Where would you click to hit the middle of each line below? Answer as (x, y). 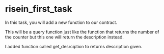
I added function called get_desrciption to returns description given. (74, 46)
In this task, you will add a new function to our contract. (61, 22)
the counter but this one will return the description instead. (65, 37)
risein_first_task (39, 9)
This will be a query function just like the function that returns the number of (82, 32)
